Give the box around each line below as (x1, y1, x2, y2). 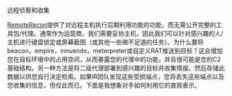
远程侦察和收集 (7, 6, 50, 14)
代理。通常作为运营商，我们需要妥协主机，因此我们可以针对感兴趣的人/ (21, 30, 224, 37)
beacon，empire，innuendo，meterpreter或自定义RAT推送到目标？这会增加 (7, 47, 223, 55)
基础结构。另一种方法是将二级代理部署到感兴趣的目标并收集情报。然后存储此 (7, 64, 225, 72)
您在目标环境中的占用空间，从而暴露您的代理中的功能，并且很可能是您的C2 (7, 55, 221, 64)
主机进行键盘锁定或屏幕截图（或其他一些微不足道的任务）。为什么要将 (7, 38, 204, 46)
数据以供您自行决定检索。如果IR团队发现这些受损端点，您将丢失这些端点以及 (7, 73, 224, 81)
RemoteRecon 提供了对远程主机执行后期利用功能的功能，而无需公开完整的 (7, 21, 216, 29)
